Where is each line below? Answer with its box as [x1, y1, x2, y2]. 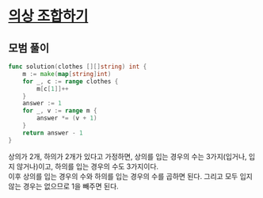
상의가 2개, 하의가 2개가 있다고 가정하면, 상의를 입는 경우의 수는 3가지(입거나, [8, 151, 247, 161]
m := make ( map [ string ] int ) [22, 70, 112, 78]
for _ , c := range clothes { [22, 77, 119, 86]
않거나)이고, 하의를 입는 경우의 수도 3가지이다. [16, 162, 159, 171]
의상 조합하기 [8, 7, 89, 25]
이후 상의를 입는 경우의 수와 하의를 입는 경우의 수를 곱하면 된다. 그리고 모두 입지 [8, 171, 253, 181]
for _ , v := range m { [22, 107, 97, 115]
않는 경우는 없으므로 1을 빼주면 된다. [8, 181, 119, 191]
